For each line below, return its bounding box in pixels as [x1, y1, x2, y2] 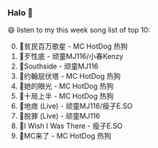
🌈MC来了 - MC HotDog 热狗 [18, 131, 112, 141]
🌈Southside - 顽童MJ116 [18, 61, 99, 71]
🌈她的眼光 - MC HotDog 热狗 [18, 81, 114, 91]
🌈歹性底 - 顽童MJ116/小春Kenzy [18, 52, 124, 61]
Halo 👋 [7, 7, 34, 18]
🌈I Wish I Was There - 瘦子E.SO [18, 121, 123, 130]
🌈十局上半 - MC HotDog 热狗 [18, 92, 114, 101]
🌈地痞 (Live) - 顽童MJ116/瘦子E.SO [18, 101, 133, 111]
